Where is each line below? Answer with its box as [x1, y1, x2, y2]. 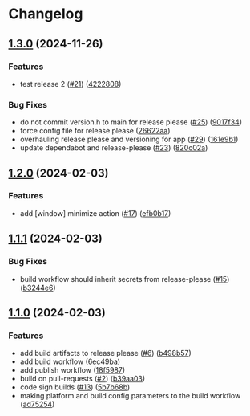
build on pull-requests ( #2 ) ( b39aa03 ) [19, 374, 146, 384]
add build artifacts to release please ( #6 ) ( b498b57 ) [19, 349, 192, 358]
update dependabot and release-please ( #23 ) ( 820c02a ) [19, 143, 208, 153]
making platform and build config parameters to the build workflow [19, 391, 241, 401]
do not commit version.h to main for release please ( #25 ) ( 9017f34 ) [19, 117, 243, 127]
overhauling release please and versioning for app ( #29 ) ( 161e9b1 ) [19, 134, 239, 145]
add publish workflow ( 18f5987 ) [19, 365, 126, 375]
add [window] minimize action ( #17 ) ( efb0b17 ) [19, 208, 171, 218]
